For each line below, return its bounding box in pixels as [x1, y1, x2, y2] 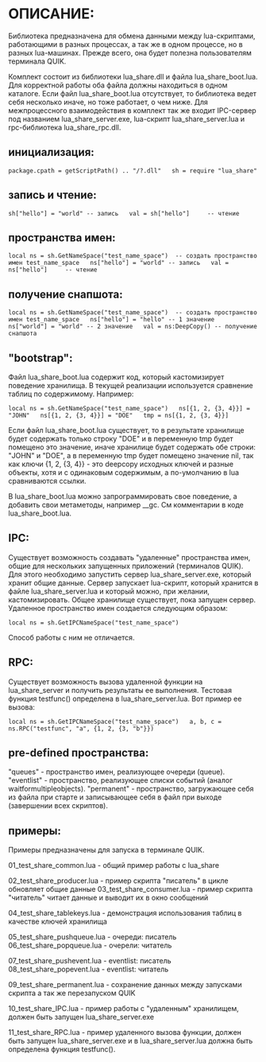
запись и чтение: [8, 189, 97, 202]
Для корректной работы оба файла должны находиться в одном [8, 80, 228, 90]
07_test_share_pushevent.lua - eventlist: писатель [8, 956, 172, 966]
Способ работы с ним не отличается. [8, 632, 135, 642]
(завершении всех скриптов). [8, 801, 109, 811]
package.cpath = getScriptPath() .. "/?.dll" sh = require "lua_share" [8, 166, 258, 175]
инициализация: [8, 146, 95, 159]
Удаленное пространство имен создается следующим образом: [8, 603, 228, 613]
